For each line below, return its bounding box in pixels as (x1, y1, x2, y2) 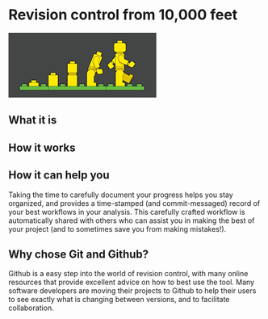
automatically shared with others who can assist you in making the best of (8, 216, 255, 225)
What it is (8, 113, 57, 127)
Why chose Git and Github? (8, 247, 149, 261)
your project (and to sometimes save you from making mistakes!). (8, 224, 227, 233)
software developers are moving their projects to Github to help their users (8, 286, 257, 296)
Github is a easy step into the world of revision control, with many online (8, 269, 249, 279)
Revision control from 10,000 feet (8, 6, 238, 24)
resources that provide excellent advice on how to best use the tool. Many (8, 277, 255, 288)
